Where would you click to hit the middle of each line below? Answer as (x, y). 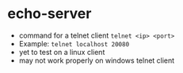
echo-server (50, 14)
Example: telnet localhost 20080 (74, 43)
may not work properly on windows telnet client (97, 60)
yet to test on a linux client (62, 52)
